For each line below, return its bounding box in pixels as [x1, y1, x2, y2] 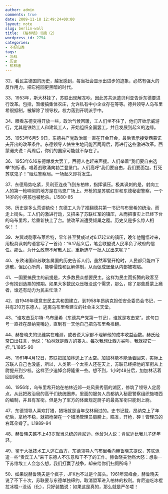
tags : [5, 49, 16, 54]
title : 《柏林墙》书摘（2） [5, 31, 57, 36]
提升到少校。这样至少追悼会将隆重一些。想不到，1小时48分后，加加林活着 [9, 367, 161, 373]
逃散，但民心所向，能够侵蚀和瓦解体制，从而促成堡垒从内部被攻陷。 [5, 264, 145, 270]
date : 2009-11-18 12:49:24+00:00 [5, 17, 75, 22]
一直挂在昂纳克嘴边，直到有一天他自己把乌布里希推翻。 [9, 321, 123, 327]
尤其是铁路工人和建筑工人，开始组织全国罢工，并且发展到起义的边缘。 [13, 124, 158, 131]
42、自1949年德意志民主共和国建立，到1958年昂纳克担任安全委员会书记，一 [5, 298, 162, 304]
